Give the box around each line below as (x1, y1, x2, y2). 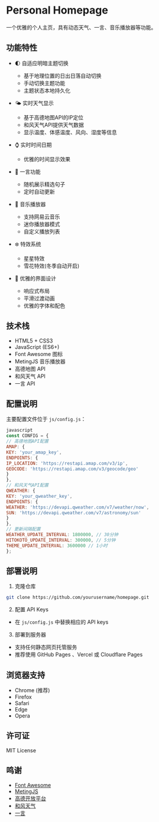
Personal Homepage (6, 4, 108, 17)
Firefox (14, 693, 33, 700)
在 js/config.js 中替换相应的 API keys (14, 618, 109, 626)
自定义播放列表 (23, 228, 60, 235)
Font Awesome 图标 (14, 350, 63, 357)
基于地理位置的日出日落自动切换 (23, 72, 102, 79)
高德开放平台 (14, 795, 46, 802)
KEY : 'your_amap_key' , (6, 449, 62, 455)
